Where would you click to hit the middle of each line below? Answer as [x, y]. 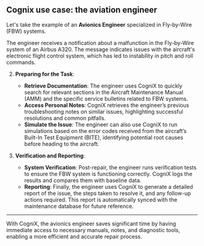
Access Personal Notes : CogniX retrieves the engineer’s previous [107, 105]
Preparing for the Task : [45, 74]
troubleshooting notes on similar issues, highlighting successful [104, 111]
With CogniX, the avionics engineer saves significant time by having [91, 224]
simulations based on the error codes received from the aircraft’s [105, 131]
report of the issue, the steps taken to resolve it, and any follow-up [107, 193]
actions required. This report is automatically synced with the [101, 199]
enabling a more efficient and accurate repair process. [74, 236]
